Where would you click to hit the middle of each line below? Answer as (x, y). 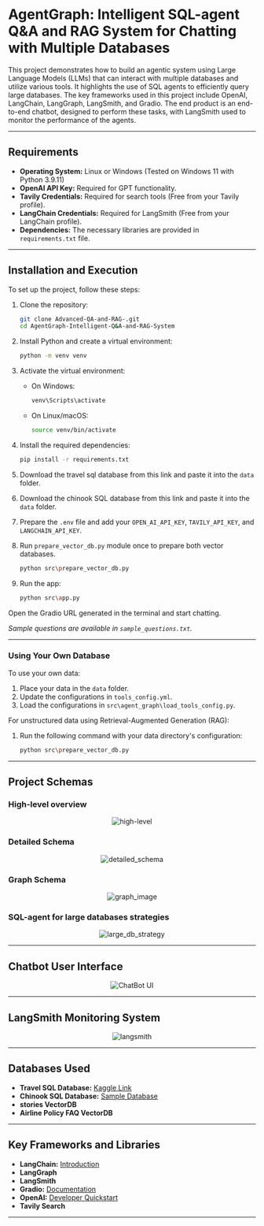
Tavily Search (42, 1206)
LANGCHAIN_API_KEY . (51, 530)
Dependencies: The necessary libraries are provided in (109, 229)
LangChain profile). (51, 221)
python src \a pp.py (49, 598)
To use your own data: (44, 673)
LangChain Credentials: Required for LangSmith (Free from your (124, 213)
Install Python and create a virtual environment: (96, 341)
